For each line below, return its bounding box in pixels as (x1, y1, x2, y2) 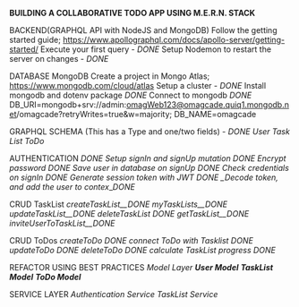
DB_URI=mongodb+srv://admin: (9, 99, 127, 110)
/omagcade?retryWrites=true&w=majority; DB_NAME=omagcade (16, 109, 257, 119)
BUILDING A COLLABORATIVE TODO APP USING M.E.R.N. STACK (9, 8, 256, 18)
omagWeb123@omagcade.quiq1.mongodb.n (126, 99, 289, 110)
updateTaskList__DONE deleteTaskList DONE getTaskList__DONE (9, 209, 250, 218)
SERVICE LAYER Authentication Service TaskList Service (9, 289, 218, 299)
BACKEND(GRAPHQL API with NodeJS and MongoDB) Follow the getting (9, 25, 278, 35)
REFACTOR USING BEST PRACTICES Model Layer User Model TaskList (9, 262, 274, 272)
